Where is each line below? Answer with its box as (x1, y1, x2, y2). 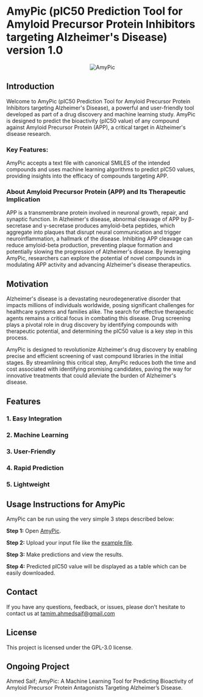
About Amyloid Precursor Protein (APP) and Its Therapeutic (6, 187, 186, 196)
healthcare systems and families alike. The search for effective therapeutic (6, 308, 194, 316)
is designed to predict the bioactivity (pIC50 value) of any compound (6, 117, 180, 124)
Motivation (6, 278, 49, 289)
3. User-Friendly (6, 447, 56, 456)
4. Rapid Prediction (6, 464, 64, 472)
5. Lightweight (6, 480, 50, 489)
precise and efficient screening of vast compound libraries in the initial (6, 352, 183, 360)
